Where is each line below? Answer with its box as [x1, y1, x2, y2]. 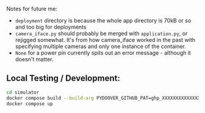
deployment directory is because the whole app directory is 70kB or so [15, 17, 192, 24]
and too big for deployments [15, 24, 87, 30]
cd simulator [6, 89, 40, 95]
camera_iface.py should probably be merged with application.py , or [15, 30, 188, 37]
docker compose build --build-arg [6, 95, 95, 101]
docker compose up [6, 100, 53, 107]
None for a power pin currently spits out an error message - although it [15, 49, 191, 56]
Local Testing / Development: [6, 73, 120, 84]
